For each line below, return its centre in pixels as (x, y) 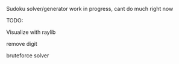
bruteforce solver (28, 56)
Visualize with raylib (31, 32)
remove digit (22, 44)
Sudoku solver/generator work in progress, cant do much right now (90, 9)
